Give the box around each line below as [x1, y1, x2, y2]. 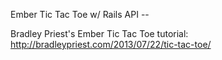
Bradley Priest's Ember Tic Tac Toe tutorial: [10, 28, 189, 39]
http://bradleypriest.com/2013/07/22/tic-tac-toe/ [10, 39, 212, 50]
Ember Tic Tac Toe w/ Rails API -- [10, 9, 150, 20]
